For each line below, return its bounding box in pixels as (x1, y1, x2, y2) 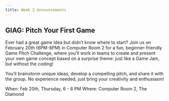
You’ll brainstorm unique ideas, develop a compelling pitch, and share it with (5, 71, 164, 77)
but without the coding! (5, 61, 54, 67)
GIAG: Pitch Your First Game (5, 26, 95, 35)
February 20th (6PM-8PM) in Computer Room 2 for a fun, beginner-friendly (5, 45, 162, 51)
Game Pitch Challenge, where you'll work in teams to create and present (5, 50, 156, 56)
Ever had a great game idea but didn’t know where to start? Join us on (5, 39, 151, 45)
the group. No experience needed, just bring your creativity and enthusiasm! (5, 76, 164, 82)
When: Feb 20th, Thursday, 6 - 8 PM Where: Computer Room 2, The (5, 86, 147, 92)
